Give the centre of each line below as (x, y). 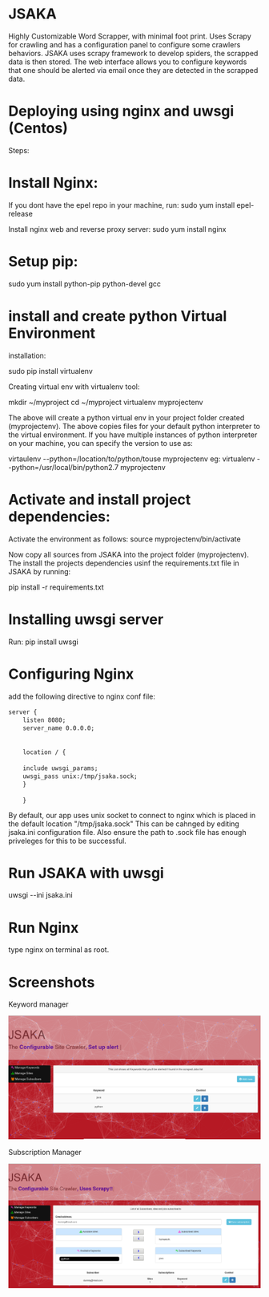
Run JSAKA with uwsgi (86, 873)
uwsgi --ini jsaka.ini (41, 895)
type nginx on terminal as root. (59, 950)
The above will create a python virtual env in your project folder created (126, 417)
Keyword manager (39, 1004)
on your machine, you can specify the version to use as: (101, 443)
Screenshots (52, 982)
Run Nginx (44, 928)
